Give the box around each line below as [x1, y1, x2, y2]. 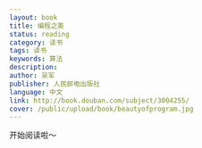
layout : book [9, 12, 58, 22]
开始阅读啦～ [9, 130, 56, 141]
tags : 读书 [9, 46, 47, 55]
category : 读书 [9, 37, 63, 47]
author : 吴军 [9, 71, 55, 80]
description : [9, 63, 58, 72]
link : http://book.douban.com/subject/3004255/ [9, 95, 190, 105]
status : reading [9, 29, 70, 38]
